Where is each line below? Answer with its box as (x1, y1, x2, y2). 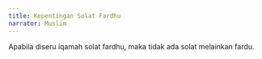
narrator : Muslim (8, 19, 67, 27)
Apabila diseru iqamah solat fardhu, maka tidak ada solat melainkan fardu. (8, 41, 255, 51)
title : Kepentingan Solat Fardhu (8, 11, 121, 20)
